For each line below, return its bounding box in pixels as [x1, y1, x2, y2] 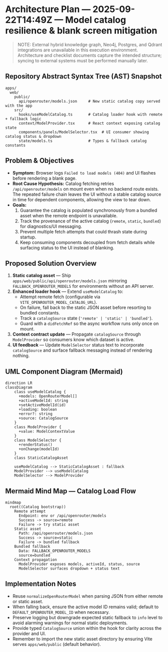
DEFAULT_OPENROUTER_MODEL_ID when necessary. [12, 609, 110, 615]
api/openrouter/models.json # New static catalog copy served [18, 99, 160, 104]
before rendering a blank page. [12, 175, 77, 181]
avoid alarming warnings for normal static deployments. [12, 620, 128, 626]
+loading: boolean [18, 407, 57, 412]
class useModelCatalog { [14, 389, 66, 394]
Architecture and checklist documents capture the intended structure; [17, 52, 162, 58]
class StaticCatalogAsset [14, 455, 69, 461]
